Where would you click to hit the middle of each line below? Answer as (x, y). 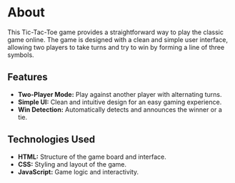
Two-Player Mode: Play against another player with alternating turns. (120, 94)
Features (27, 77)
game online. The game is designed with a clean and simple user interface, (118, 39)
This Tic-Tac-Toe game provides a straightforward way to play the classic (115, 32)
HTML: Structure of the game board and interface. (92, 157)
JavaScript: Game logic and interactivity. (78, 172)
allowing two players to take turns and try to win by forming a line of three (116, 47)
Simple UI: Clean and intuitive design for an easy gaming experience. (120, 102)
